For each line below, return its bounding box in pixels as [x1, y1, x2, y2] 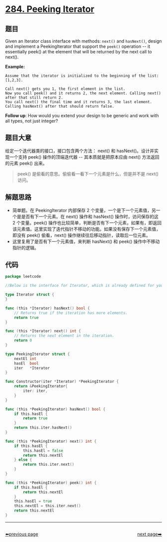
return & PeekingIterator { [14, 384, 68, 389]
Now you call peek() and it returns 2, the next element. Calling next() [5, 91, 162, 96]
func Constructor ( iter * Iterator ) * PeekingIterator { [5, 379, 119, 384]
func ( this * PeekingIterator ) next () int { [5, 439, 97, 444]
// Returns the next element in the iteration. [14, 333, 114, 339]
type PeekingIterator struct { [5, 352, 70, 357]
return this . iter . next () [23, 462, 75, 467]
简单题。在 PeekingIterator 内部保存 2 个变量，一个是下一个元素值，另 [12, 207, 157, 213]
